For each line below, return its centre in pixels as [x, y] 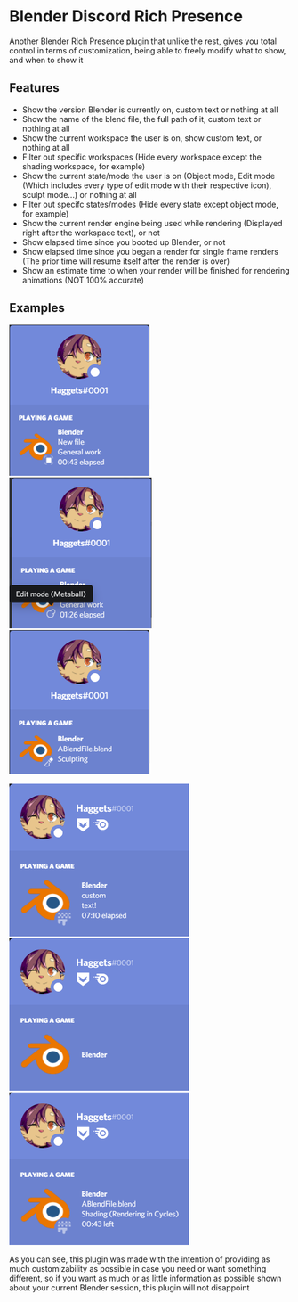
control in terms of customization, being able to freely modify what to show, [148, 50]
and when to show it [46, 60]
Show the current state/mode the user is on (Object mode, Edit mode [149, 176]
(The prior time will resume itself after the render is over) [126, 261]
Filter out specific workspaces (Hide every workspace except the [142, 157]
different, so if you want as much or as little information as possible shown [145, 1278]
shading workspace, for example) [84, 166]
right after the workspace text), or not [91, 233]
